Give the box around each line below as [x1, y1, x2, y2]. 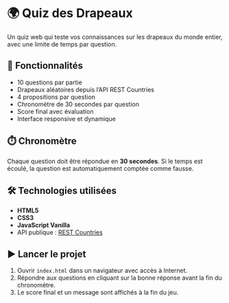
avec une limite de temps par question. [7, 40, 117, 48]
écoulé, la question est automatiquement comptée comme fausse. [7, 164, 194, 172]
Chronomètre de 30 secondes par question [16, 100, 139, 108]
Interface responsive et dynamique [16, 114, 117, 123]
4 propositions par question [16, 93, 96, 101]
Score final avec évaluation [16, 107, 94, 115]
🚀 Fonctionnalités [7, 60, 84, 72]
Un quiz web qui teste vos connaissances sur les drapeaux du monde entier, [7, 32, 223, 41]
